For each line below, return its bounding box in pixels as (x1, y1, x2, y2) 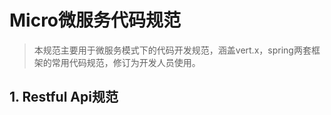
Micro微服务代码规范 (9, 9, 182, 32)
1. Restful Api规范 (9, 89, 119, 106)
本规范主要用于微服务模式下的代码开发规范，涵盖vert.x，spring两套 (33, 44, 312, 56)
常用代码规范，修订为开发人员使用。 (51, 56, 201, 68)
